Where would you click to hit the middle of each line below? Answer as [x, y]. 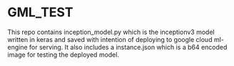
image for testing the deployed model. [63, 55]
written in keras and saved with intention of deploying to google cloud [110, 39]
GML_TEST [40, 12]
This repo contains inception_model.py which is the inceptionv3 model [111, 32]
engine [17, 47]
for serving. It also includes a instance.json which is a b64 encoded [128, 47]
